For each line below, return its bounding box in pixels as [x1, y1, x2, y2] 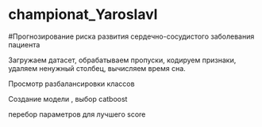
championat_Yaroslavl [8, 6, 158, 24]
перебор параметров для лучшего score [8, 109, 146, 119]
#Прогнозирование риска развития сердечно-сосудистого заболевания [8, 32, 255, 41]
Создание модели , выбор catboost [8, 94, 128, 103]
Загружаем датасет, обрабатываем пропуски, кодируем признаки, [8, 55, 237, 65]
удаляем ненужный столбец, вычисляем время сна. [8, 63, 187, 73]
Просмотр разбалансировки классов [8, 79, 135, 88]
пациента [8, 39, 40, 49]
